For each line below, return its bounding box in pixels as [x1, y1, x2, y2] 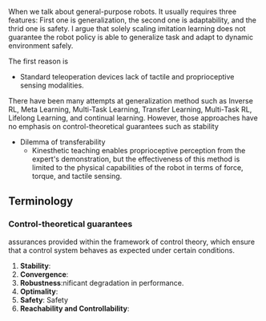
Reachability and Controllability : [19, 303, 130, 313]
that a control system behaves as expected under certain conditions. [8, 245, 235, 255]
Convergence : [19, 269, 69, 279]
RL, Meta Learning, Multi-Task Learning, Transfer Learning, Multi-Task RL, [8, 104, 252, 114]
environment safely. [8, 41, 74, 51]
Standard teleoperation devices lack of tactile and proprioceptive [19, 72, 235, 81]
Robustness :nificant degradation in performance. [19, 278, 184, 287]
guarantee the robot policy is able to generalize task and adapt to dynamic [8, 32, 254, 42]
